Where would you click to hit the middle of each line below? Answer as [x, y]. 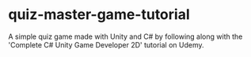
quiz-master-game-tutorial [99, 15]
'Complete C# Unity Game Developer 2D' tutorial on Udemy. [106, 44]
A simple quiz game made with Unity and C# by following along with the [125, 36]
